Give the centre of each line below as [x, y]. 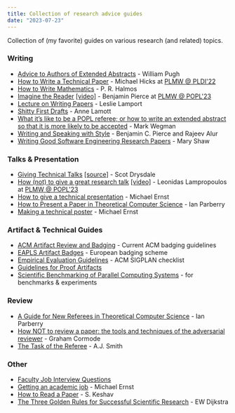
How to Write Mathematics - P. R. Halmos [77, 88]
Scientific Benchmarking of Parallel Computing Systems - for [105, 275]
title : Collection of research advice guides [75, 14]
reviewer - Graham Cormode [59, 339]
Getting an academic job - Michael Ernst [76, 386]
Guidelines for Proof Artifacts [60, 268]
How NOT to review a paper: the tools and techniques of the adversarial [121, 331]
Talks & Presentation [43, 159]
